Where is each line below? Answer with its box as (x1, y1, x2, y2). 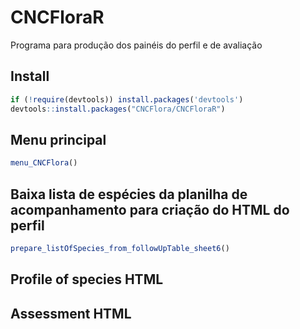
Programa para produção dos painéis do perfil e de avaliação (10, 39, 263, 51)
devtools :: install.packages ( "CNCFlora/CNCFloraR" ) (10, 104, 226, 114)
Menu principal (10, 131, 107, 148)
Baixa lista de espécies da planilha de (10, 186, 248, 203)
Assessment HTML (10, 305, 132, 322)
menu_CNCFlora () (10, 158, 78, 168)
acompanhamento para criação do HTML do (10, 201, 290, 218)
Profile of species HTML (10, 271, 164, 288)
